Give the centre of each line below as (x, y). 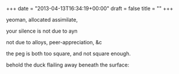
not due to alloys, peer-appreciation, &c (54, 42)
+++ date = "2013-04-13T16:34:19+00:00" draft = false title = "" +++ (90, 8)
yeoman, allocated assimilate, (42, 20)
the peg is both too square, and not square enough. (69, 54)
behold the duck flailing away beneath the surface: (68, 65)
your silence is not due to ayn (42, 31)
